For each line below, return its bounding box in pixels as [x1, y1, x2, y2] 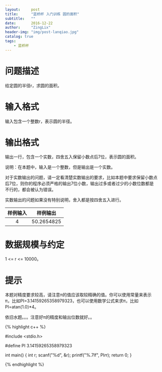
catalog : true [5, 34, 34, 39]
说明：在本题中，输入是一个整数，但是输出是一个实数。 [5, 164, 115, 170]
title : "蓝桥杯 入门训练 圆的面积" [5, 12, 80, 16]
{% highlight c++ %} [5, 324, 46, 330]
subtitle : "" [5, 16, 36, 21]
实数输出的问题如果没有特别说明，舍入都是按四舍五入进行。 [5, 197, 124, 203]
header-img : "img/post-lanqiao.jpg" [5, 30, 79, 34]
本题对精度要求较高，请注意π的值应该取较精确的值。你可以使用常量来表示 [5, 292, 152, 298]
